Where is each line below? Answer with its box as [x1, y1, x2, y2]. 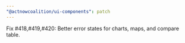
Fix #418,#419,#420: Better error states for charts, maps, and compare [6, 25, 180, 32]
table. [6, 31, 20, 38]
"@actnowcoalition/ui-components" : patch [6, 8, 111, 15]
